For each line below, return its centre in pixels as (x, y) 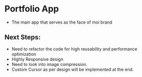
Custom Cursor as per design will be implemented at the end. (72, 69)
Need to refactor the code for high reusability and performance (74, 49)
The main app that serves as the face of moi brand (62, 22)
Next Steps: (22, 37)
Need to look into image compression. (49, 64)
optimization (24, 54)
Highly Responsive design (37, 59)
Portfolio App (32, 9)
